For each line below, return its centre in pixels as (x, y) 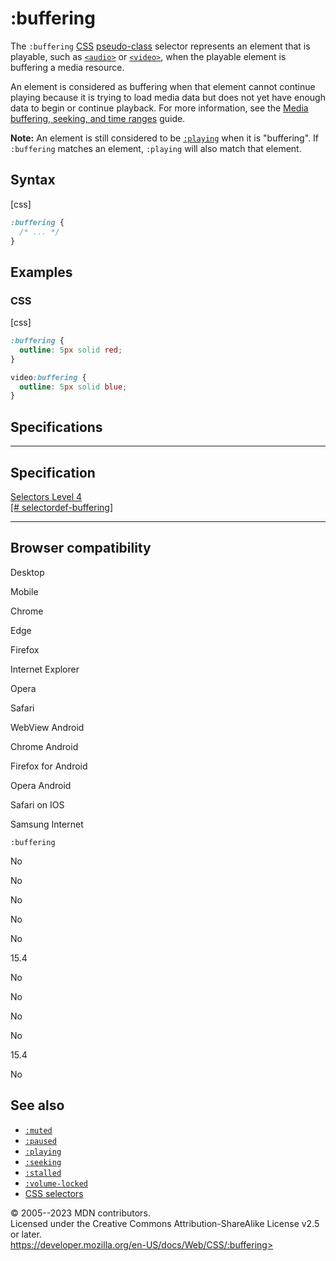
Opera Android (41, 785)
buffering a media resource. (67, 67)
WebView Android (47, 727)
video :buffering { (48, 377)
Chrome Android (44, 746)
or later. (26, 1234)
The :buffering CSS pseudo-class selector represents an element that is (160, 46)
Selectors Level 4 (46, 496)
